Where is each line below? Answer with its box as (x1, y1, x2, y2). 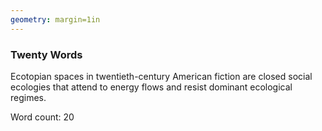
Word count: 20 (10, 111, 75, 123)
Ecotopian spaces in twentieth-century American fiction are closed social (10, 70, 313, 82)
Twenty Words (10, 47, 83, 61)
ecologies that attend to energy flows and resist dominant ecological (10, 81, 293, 93)
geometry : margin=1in (10, 14, 101, 25)
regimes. (10, 91, 47, 103)
